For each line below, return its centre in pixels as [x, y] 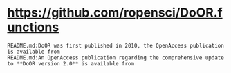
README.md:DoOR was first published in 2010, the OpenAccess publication [116, 45]
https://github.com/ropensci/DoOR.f [115, 13]
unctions [33, 27]
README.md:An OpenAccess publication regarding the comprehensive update [116, 58]
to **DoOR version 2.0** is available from [71, 63]
